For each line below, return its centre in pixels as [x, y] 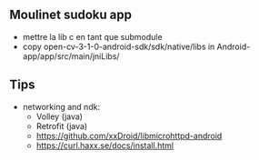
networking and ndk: [61, 106]
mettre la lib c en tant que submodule [92, 36]
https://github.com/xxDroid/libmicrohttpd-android [129, 135]
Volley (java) [60, 116]
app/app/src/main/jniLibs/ [71, 56]
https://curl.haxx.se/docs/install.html [105, 145]
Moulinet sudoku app [70, 15]
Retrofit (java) [62, 125]
